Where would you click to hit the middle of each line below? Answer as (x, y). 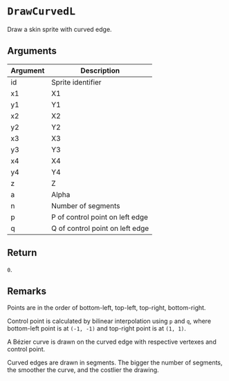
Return (22, 253)
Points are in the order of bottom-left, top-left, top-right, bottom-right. (107, 308)
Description (100, 71)
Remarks (27, 291)
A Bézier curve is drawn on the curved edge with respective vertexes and (112, 342)
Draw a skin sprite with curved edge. (59, 29)
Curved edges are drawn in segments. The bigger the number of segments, (115, 363)
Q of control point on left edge (100, 228)
